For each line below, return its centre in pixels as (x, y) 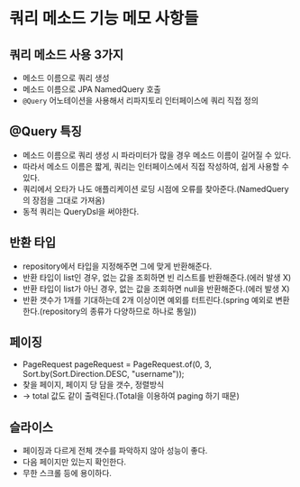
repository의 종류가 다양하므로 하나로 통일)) (119, 311)
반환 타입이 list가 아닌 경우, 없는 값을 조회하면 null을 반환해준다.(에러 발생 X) (156, 289)
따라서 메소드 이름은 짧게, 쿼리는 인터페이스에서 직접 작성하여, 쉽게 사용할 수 (156, 166)
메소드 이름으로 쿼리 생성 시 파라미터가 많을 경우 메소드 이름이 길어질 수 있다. (157, 155)
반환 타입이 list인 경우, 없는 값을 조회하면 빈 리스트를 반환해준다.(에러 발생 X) (157, 277)
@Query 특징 (46, 132)
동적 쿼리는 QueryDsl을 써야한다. (81, 211)
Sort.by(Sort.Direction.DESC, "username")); (103, 374)
